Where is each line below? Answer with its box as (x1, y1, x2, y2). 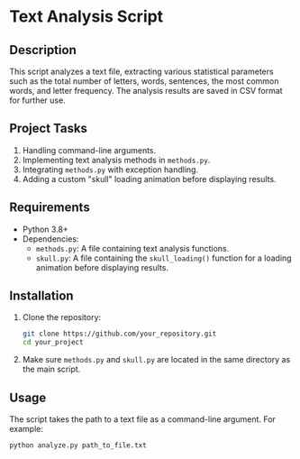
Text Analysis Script (9, 6, 164, 27)
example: (9, 424, 43, 434)
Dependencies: (22, 233, 79, 244)
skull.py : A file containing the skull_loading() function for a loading (35, 252, 292, 263)
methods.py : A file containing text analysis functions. (35, 243, 230, 253)
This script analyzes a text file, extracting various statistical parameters (9, 66, 274, 77)
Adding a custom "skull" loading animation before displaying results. (22, 173, 277, 184)
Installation (9, 289, 74, 304)
